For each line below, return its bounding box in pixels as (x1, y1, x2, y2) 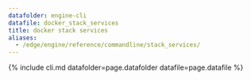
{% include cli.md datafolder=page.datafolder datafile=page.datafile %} (8, 63, 244, 72)
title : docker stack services (8, 26, 109, 34)
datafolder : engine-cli (8, 11, 87, 20)
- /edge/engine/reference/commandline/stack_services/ (15, 41, 201, 49)
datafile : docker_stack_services (8, 19, 119, 27)
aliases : (8, 33, 37, 42)
